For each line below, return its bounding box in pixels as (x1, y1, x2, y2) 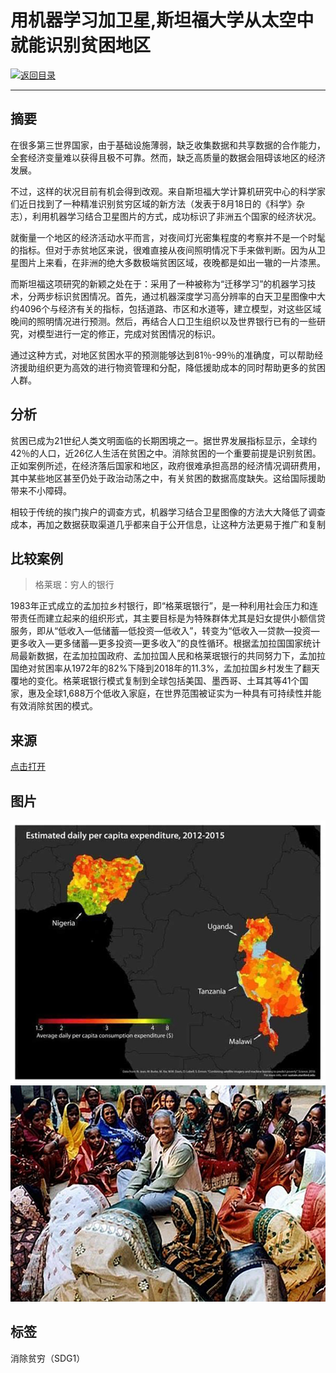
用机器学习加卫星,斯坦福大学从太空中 (10, 9, 315, 32)
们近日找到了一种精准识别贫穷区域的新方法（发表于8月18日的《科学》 (10, 197, 297, 210)
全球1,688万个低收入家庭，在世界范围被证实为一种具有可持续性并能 (44, 687, 322, 700)
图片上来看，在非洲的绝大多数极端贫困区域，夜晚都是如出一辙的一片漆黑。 (18, 256, 326, 268)
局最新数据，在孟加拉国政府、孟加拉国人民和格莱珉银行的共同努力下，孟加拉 (10, 650, 326, 662)
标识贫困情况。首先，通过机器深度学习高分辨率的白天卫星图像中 (53, 290, 317, 302)
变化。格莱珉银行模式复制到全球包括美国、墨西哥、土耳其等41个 (36, 675, 300, 687)
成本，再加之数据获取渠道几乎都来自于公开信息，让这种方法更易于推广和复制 (10, 518, 326, 530)
